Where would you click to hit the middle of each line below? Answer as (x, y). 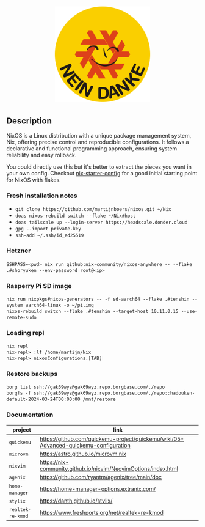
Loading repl (25, 333)
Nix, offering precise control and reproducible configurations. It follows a (98, 142)
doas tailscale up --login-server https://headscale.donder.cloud (101, 223)
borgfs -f (19, 393)
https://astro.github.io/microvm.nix (83, 454)
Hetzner (19, 251)
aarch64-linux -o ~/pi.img (60, 305)
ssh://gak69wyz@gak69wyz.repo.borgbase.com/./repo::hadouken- (114, 393)
